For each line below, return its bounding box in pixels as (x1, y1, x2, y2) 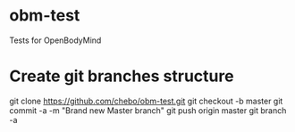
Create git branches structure (9, 66, 234, 87)
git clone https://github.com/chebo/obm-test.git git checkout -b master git (9, 95, 283, 106)
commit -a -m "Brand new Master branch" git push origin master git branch (9, 104, 287, 116)
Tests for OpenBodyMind (9, 35, 102, 45)
